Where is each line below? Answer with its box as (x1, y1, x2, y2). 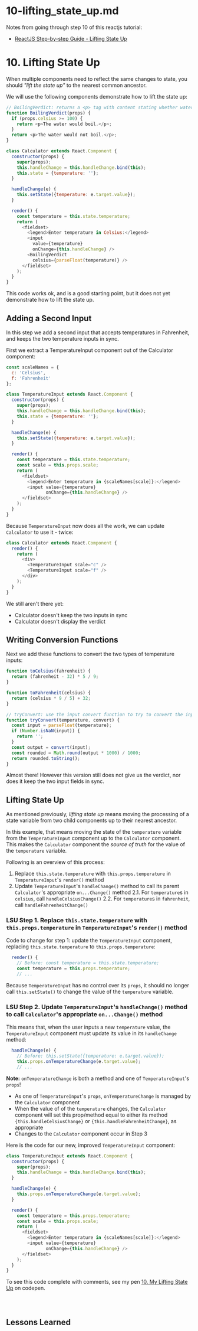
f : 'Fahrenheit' (11, 375, 51, 381)
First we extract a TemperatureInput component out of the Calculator (6, 347, 174, 354)
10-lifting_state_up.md (6, 4, 119, 18)
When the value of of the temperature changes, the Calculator (14, 1105, 167, 1112)
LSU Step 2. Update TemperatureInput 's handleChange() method (6, 1003, 187, 1011)
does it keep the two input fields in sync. (6, 778, 105, 785)
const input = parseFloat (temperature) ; (11, 722, 112, 729)
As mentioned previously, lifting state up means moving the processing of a (6, 811, 190, 818)
